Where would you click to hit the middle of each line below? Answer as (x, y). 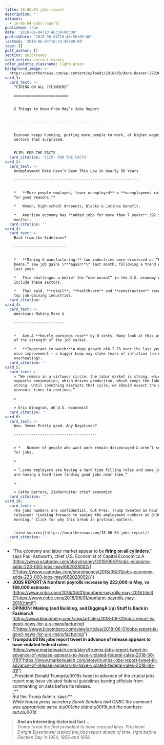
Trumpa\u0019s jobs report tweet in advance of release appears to (82, 639)
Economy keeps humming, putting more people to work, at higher (81, 135)
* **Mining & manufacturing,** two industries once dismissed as (84, 260)
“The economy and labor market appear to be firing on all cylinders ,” (82, 551)
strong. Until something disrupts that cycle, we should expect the (85, 385)
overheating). (28, 358)
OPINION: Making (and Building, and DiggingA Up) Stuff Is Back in (80, 608)
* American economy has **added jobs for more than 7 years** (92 (85, 215)
